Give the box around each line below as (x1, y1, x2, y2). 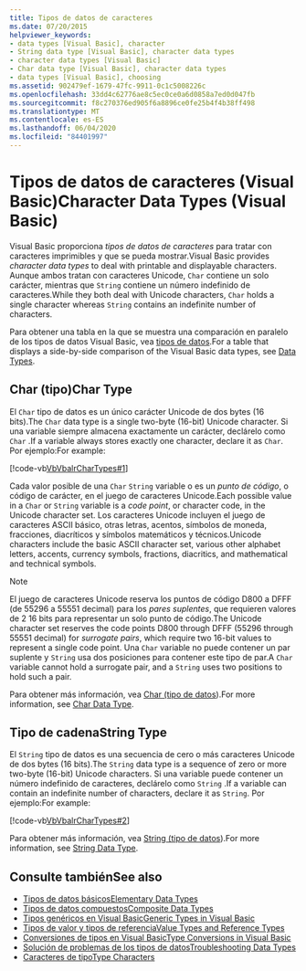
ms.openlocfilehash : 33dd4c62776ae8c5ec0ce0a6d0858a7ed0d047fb (9, 90, 256, 99)
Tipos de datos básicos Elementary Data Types (22, 893, 198, 904)
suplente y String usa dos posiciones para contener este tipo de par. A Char (9, 651, 293, 662)
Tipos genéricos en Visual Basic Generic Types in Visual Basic (22, 913, 256, 924)
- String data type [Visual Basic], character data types (9, 47, 235, 57)
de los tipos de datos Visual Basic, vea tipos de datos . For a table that (9, 335, 269, 347)
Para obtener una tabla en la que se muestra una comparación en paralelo (9, 326, 289, 337)
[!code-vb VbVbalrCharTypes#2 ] (9, 815, 131, 827)
